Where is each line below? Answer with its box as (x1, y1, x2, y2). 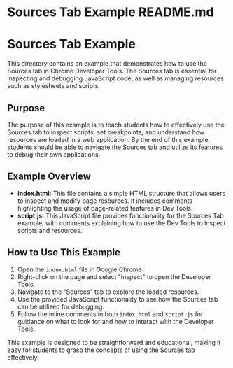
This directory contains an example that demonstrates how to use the (7, 59, 208, 68)
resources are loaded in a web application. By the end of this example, (7, 135, 211, 143)
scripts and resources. (17, 226, 83, 234)
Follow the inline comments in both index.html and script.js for (17, 309, 204, 318)
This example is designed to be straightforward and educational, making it (7, 338, 221, 346)
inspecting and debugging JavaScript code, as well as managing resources (7, 74, 224, 83)
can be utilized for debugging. (17, 302, 105, 311)
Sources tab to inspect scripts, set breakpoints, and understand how (7, 127, 205, 136)
